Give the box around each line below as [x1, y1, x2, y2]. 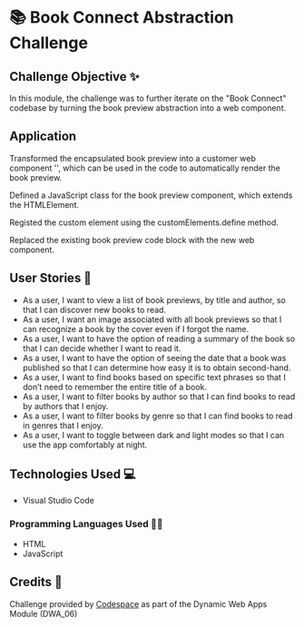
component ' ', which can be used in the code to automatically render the [9, 162, 281, 173]
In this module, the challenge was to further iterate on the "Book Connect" [9, 93, 287, 103]
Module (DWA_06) [9, 608, 78, 619]
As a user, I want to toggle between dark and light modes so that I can [22, 429, 285, 440]
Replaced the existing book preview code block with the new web [9, 234, 255, 245]
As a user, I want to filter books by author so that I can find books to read [22, 391, 296, 402]
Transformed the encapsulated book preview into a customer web [9, 152, 256, 163]
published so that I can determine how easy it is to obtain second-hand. [22, 362, 291, 373]
